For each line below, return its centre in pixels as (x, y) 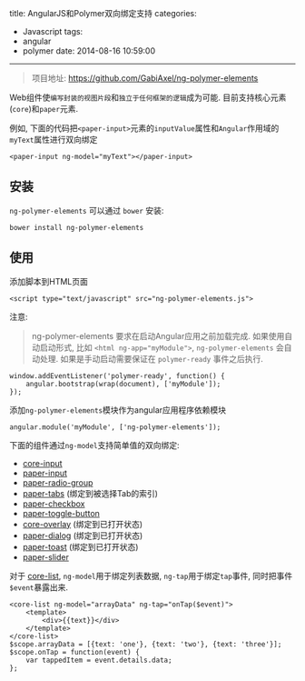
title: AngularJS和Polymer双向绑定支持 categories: (103, 13)
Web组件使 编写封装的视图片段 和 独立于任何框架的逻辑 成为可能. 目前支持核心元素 (148, 97)
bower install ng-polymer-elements (77, 227)
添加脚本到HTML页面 (49, 281)
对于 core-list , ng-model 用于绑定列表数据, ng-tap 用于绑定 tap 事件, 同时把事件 (151, 576)
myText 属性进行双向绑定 (54, 140)
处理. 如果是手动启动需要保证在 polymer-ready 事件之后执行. (151, 358)
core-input (42, 463)
